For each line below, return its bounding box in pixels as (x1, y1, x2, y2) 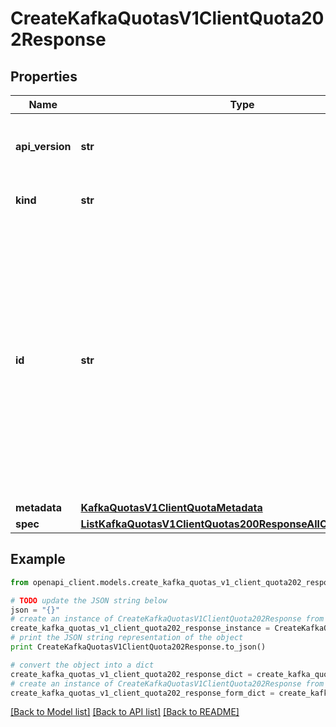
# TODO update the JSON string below (10, 595, 168, 606)
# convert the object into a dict (10, 660, 155, 670)
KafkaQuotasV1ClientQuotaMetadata (80, 501, 263, 514)
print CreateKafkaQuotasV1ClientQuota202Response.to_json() (10, 642, 267, 652)
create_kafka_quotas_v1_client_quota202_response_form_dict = (10, 688, 275, 698)
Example (10, 551, 66, 568)
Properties (10, 68, 78, 85)
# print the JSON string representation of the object (10, 633, 244, 643)
